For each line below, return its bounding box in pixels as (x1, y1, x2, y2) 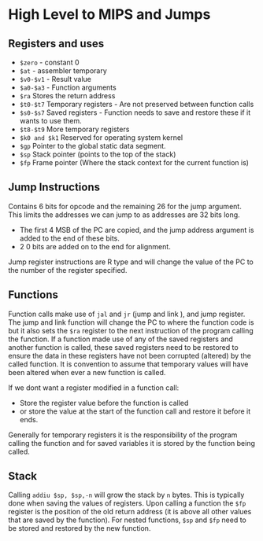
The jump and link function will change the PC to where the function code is (8, 317, 254, 327)
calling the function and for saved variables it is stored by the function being (8, 438, 256, 447)
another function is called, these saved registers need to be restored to (8, 342, 239, 351)
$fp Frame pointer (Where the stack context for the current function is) (19, 158, 250, 167)
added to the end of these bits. (19, 234, 120, 243)
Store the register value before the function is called (19, 398, 189, 407)
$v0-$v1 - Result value (19, 75, 92, 83)
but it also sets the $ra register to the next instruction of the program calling (8, 326, 254, 335)
